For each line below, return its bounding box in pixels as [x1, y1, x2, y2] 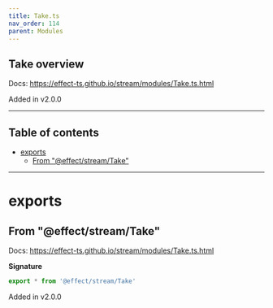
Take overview [8, 57, 84, 71]
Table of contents [8, 125, 99, 139]
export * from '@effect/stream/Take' [8, 277, 136, 285]
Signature [8, 262, 43, 271]
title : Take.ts [8, 11, 60, 20]
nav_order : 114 [8, 20, 60, 28]
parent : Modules [8, 27, 63, 35]
